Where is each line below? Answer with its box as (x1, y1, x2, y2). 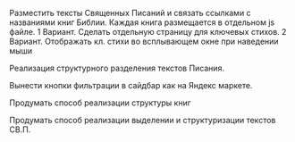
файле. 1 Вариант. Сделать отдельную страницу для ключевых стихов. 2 (9, 27, 287, 37)
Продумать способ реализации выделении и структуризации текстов (9, 115, 276, 125)
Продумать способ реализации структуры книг (9, 97, 191, 108)
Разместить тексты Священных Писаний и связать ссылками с (9, 8, 252, 18)
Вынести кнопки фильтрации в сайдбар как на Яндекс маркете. (9, 80, 253, 90)
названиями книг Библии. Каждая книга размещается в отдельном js (9, 17, 275, 28)
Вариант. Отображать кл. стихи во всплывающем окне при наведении (9, 36, 279, 46)
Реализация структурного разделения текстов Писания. (9, 63, 225, 73)
